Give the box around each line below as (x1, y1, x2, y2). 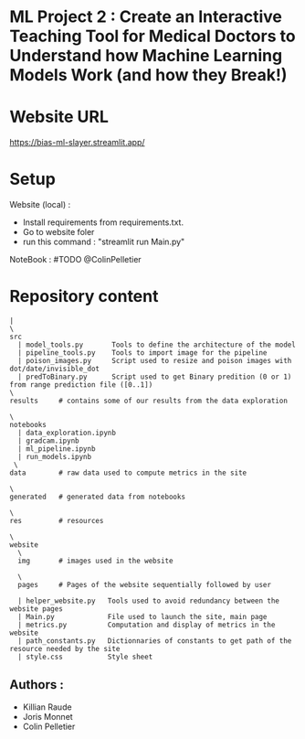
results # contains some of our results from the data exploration (9, 396, 288, 405)
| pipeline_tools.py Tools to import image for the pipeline (17, 348, 268, 358)
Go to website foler (22, 227, 95, 238)
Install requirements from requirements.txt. (22, 217, 184, 228)
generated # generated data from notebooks (9, 492, 185, 501)
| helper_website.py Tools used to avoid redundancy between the (17, 596, 280, 605)
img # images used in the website (17, 556, 174, 565)
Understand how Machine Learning (9, 46, 283, 66)
